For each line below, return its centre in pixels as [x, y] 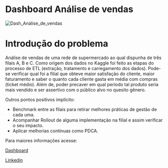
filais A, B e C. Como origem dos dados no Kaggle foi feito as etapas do [79, 63]
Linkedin [14, 160]
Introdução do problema [57, 44]
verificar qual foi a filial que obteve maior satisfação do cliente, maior [83, 74]
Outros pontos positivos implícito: [40, 99]
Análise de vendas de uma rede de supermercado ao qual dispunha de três [83, 58]
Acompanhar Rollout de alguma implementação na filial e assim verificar [88, 120]
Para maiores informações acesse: [41, 140]
